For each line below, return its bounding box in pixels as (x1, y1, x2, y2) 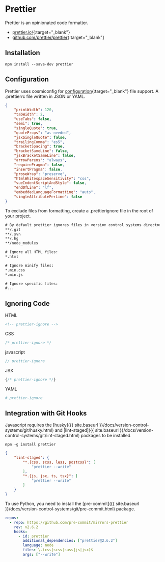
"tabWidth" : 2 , (14, 112, 45, 117)
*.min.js (5, 272, 23, 277)
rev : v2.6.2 (14, 525, 38, 530)
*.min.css (5, 267, 26, 272)
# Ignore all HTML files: (5, 250, 58, 255)
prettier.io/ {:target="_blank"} (12, 29, 70, 35)
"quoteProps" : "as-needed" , (14, 130, 71, 135)
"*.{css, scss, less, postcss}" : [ (23, 460, 96, 465)
